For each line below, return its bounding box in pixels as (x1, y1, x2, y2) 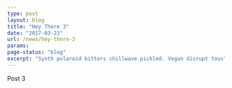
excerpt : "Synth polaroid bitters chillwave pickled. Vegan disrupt (7, 55, 209, 62)
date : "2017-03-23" (7, 29, 64, 37)
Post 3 (7, 74, 26, 82)
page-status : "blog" (7, 49, 67, 56)
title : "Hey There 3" (7, 23, 70, 30)
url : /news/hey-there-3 (7, 36, 76, 43)
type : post (7, 10, 39, 17)
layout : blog (7, 17, 45, 24)
